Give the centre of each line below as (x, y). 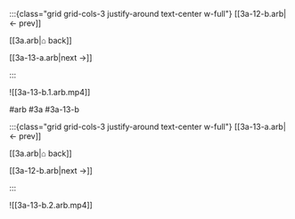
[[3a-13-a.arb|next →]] (51, 57)
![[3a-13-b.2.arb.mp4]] (51, 205)
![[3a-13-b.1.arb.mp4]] (50, 92)
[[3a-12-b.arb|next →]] (51, 170)
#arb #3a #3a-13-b (45, 109)
